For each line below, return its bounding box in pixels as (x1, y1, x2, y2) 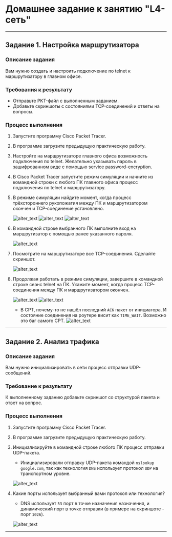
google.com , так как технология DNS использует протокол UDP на (20, 465, 159, 471)
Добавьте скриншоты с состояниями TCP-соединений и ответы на (12, 103, 160, 109)
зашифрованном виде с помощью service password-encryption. (12, 164, 153, 170)
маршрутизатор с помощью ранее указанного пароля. (12, 231, 133, 237)
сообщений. (5, 370, 32, 376)
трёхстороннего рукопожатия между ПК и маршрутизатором (12, 200, 148, 206)
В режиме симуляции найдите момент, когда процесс (12, 194, 132, 201)
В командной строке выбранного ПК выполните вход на (12, 225, 136, 231)
